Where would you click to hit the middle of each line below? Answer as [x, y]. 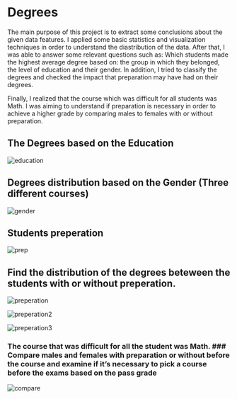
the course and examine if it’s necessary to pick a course [107, 364]
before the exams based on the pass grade [82, 373]
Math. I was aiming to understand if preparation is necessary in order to [112, 106]
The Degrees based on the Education [91, 144]
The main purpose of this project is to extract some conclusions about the [115, 32]
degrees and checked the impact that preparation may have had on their [113, 77]
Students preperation [56, 233]
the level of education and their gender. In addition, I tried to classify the [112, 69]
